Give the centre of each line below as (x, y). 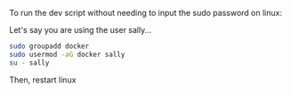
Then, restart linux (43, 80)
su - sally (29, 63)
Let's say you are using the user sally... (81, 30)
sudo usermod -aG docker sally (67, 54)
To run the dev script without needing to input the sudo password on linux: (146, 13)
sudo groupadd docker (49, 46)
